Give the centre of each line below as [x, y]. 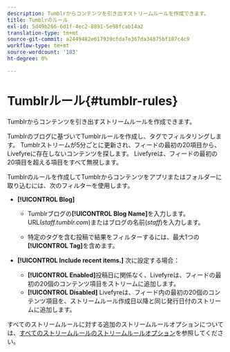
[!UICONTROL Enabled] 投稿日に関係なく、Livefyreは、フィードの [121, 275]
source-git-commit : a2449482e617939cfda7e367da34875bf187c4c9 [98, 39]
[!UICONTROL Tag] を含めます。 [73, 246]
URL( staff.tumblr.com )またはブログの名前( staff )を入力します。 [116, 222]
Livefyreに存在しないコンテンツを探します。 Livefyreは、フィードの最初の [112, 154]
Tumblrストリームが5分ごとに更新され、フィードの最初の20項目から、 [121, 145]
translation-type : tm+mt [43, 33]
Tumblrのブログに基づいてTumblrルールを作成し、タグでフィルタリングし [112, 136]
